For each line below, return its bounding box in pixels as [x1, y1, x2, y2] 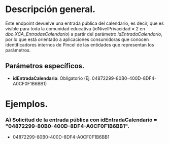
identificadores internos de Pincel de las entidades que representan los [5, 41, 154, 47]
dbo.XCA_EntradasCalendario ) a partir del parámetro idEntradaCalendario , [5, 31, 162, 37]
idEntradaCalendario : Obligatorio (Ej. [12, 75, 91, 81]
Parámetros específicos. [5, 62, 85, 70]
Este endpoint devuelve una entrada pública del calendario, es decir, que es [5, 20, 164, 26]
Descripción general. [5, 4, 95, 15]
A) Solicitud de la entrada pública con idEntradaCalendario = [5, 116, 157, 123]
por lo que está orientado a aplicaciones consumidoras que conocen [5, 36, 149, 42]
